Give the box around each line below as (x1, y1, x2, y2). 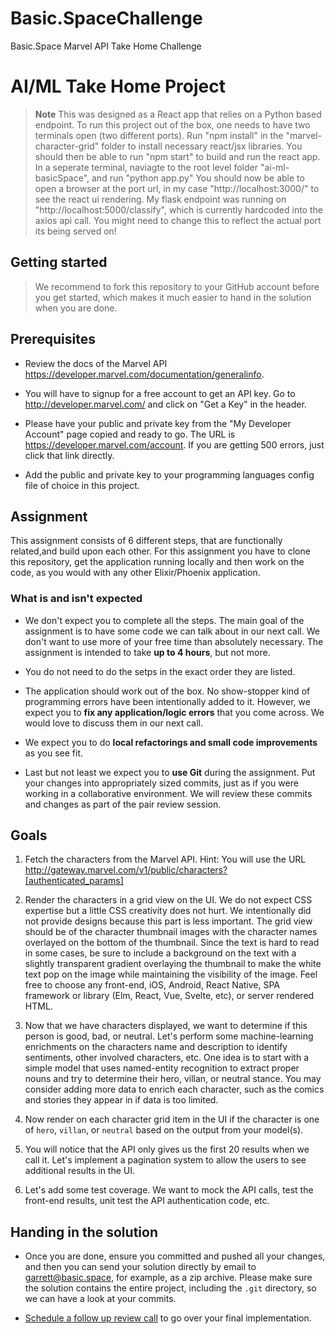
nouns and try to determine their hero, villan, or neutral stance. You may (24, 1073, 322, 1085)
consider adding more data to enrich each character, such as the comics (24, 1083, 325, 1096)
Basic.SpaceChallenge (10, 7, 203, 30)
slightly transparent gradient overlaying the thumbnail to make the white (24, 958, 322, 970)
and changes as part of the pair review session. (24, 798, 222, 810)
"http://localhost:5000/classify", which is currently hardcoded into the (34, 203, 323, 216)
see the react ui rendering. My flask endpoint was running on (34, 193, 287, 205)
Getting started (10, 254, 108, 271)
